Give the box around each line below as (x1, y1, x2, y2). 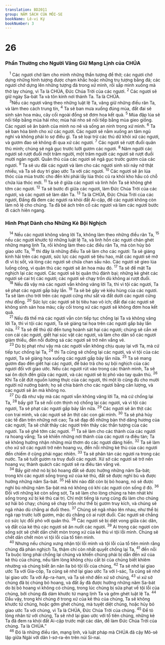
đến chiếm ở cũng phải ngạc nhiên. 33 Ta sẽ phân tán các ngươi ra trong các (5, 450, 161, 457)
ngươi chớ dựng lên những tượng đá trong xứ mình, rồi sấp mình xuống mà (5, 82, 156, 88)
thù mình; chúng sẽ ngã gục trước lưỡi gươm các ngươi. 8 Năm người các (5, 145, 153, 151)
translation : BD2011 (5, 7, 48, 12)
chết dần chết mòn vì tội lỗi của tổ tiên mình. (5, 534, 95, 540)
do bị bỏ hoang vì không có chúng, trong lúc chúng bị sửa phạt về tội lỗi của (5, 585, 160, 591)
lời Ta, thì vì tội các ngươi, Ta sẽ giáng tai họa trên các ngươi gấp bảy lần (5, 321, 152, 326)
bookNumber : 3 (5, 21, 34, 26)
